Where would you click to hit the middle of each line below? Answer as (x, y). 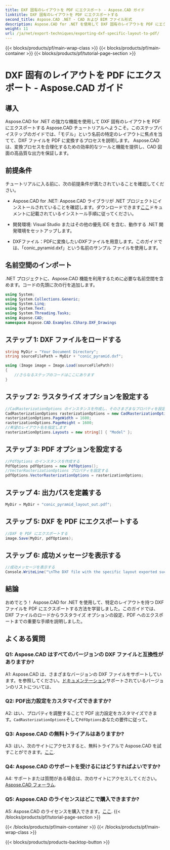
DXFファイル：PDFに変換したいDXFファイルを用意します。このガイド (85, 241)
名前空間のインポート (38, 265)
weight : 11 (17, 29)
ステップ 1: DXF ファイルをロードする (63, 340)
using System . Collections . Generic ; (43, 299)
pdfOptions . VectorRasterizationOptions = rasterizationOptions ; (74, 475)
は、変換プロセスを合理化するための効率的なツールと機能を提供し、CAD (81, 147)
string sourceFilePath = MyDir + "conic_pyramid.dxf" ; (64, 356)
